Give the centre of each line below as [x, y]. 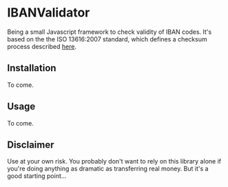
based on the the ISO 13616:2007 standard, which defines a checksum [107, 39]
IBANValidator [49, 13]
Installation [32, 68]
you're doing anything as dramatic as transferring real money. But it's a [108, 169]
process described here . [42, 46]
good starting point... [37, 176]
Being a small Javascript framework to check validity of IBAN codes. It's [110, 32]
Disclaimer [31, 145]
